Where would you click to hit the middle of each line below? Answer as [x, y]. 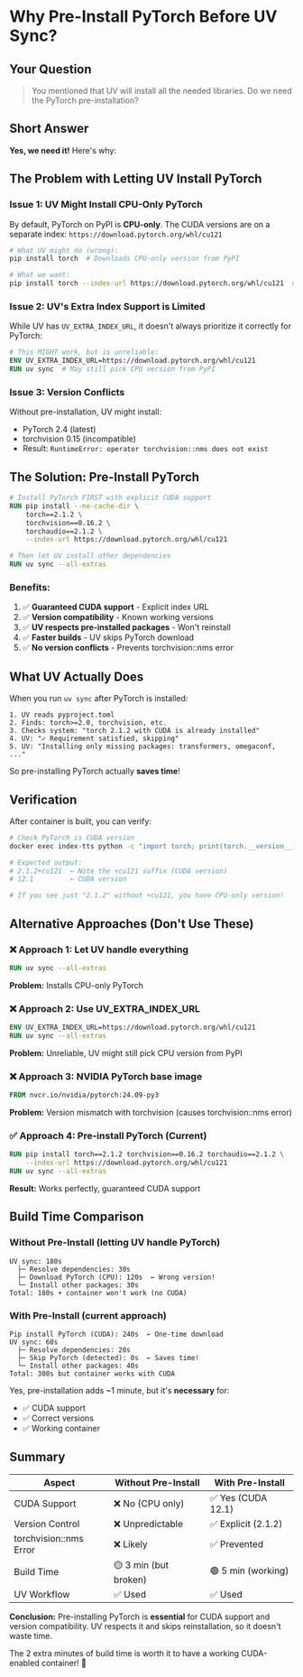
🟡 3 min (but [141, 1565]
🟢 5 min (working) [249, 1570]
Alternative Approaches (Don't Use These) [132, 924]
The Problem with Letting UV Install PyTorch [136, 179]
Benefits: [30, 587]
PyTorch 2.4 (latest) [59, 430]
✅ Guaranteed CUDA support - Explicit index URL [115, 607]
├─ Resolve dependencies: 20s [74, 1350]
